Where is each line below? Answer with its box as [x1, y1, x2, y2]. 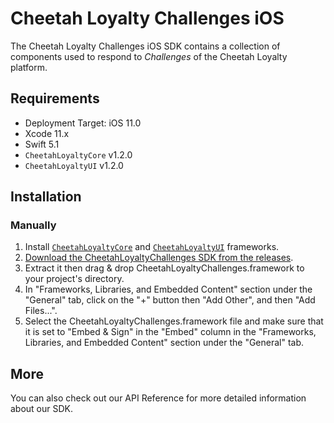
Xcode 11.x [24, 127, 70, 139]
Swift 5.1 [24, 138, 60, 150]
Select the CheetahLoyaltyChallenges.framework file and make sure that [24, 315, 324, 327]
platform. [10, 61, 48, 73]
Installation [10, 188, 82, 206]
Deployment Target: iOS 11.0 [24, 117, 142, 129]
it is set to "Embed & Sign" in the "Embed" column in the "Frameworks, [24, 326, 317, 338]
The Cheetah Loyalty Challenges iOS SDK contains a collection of [10, 40, 281, 52]
